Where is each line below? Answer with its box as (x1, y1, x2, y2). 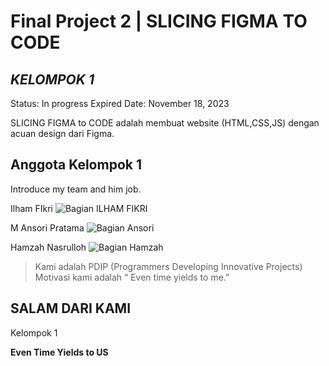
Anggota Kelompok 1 (10, 156, 142, 174)
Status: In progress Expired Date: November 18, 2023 (10, 98, 230, 109)
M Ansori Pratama (10, 221, 85, 234)
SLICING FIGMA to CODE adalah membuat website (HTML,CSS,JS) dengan (10, 117, 320, 129)
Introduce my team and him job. (10, 183, 142, 195)
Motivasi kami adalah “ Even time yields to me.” (34, 271, 230, 283)
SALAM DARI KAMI (10, 300, 132, 317)
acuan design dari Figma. (10, 128, 115, 139)
